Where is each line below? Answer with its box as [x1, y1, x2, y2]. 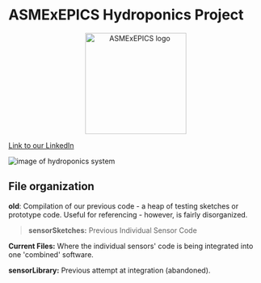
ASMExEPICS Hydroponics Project [8, 6, 244, 24]
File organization [8, 180, 95, 193]
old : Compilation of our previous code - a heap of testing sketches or [8, 201, 239, 211]
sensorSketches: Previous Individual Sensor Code [27, 225, 198, 235]
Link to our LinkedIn [8, 140, 74, 150]
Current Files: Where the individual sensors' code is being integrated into [8, 241, 254, 251]
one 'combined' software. [8, 249, 95, 260]
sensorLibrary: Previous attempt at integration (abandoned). [8, 265, 211, 275]
